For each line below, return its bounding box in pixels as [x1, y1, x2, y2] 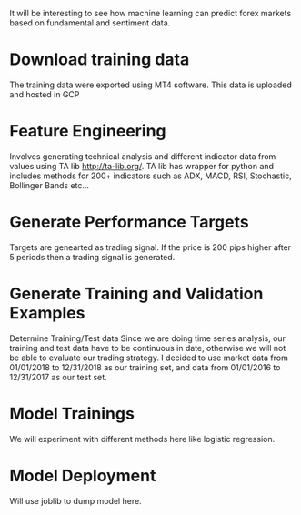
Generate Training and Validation [9, 284, 264, 304]
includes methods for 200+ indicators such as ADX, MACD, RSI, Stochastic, [9, 170, 293, 181]
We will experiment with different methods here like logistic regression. [9, 433, 276, 444]
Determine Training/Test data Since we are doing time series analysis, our [9, 332, 286, 344]
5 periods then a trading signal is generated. [9, 251, 176, 262]
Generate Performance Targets [9, 212, 249, 233]
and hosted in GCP [9, 88, 80, 99]
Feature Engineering [9, 121, 166, 142]
